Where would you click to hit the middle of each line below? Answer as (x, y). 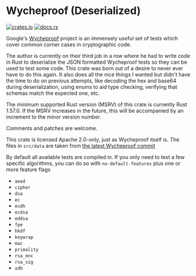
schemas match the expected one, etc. (53, 93)
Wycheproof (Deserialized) (73, 11)
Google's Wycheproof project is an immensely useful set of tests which (92, 38)
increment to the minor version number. (54, 117)
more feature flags (28, 169)
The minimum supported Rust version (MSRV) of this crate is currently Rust (97, 104)
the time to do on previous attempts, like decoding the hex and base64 (91, 81)
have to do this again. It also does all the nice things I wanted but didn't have (98, 74)
